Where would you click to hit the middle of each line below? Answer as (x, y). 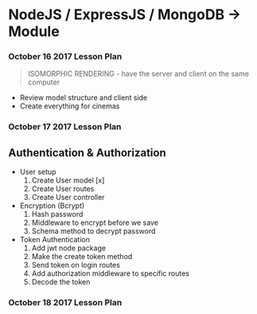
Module (34, 31)
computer (44, 82)
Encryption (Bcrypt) (52, 206)
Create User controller (68, 198)
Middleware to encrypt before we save (95, 223)
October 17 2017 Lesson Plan (65, 127)
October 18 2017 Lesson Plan (65, 303)
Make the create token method (82, 257)
